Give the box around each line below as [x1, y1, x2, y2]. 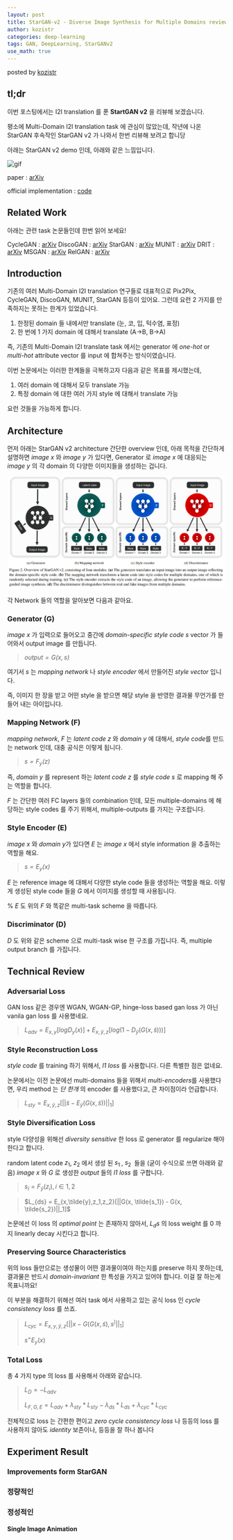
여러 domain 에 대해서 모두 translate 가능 [17, 381, 130, 389]
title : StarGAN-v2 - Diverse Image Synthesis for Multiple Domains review [7, 18, 228, 26]
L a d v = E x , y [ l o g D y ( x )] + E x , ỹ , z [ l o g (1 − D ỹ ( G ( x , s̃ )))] [24, 1026, 166, 1036]
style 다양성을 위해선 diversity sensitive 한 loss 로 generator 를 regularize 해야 [7, 1135, 225, 1143]
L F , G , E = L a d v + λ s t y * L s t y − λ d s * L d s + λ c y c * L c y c [24, 1400, 168, 1411]
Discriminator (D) [7, 920, 67, 929]
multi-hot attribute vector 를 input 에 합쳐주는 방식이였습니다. [7, 352, 177, 360]
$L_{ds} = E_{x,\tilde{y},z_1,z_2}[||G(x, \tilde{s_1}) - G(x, [24, 1197, 182, 1206]
